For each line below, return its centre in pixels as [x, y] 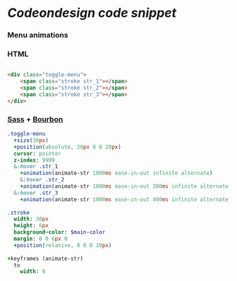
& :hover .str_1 [36, 167]
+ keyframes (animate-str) [45, 258]
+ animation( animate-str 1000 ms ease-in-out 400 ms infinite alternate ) [126, 199]
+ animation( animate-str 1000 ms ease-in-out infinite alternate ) [116, 173]
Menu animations [38, 35]
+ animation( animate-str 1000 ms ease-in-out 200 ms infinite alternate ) [126, 186]
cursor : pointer [37, 153]
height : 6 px [31, 226]
